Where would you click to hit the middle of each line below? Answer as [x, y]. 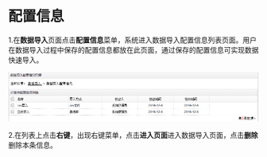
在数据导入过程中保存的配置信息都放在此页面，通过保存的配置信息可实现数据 [133, 49]
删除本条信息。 [33, 145]
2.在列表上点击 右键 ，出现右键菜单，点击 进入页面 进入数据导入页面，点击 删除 [133, 135]
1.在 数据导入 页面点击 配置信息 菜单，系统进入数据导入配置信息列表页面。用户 [132, 40]
